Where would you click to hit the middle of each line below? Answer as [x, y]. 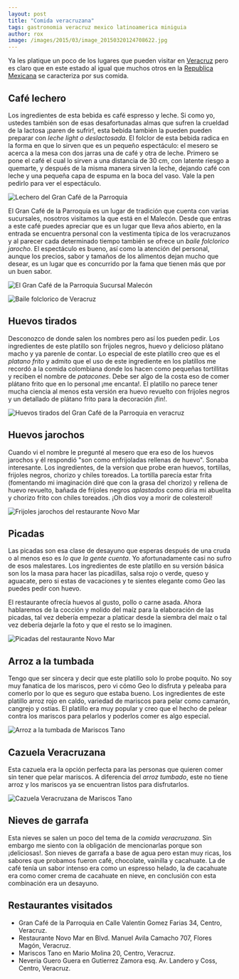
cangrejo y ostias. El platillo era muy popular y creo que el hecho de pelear [118, 709]
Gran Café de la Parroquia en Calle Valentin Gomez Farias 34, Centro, [120, 923]
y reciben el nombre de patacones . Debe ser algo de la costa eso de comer [119, 376]
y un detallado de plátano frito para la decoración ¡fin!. [88, 398]
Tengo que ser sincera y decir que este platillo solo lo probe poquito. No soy [120, 678]
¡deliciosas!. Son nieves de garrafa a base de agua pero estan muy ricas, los [120, 853]
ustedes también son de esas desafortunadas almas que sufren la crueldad [118, 122]
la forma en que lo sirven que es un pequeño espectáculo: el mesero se [113, 145]
